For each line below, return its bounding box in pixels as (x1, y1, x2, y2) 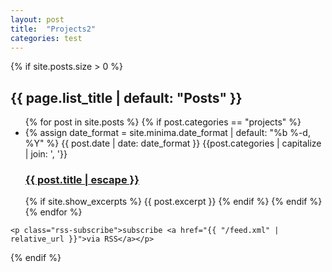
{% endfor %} (24, 206, 83, 218)
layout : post (10, 14, 65, 25)
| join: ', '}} (24, 148, 68, 160)
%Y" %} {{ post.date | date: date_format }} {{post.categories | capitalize (24, 137, 322, 150)
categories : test (10, 33, 83, 43)
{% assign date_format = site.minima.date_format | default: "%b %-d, (24, 127, 311, 139)
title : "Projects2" (10, 24, 97, 34)
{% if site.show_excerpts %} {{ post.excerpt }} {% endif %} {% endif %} (24, 196, 323, 208)
